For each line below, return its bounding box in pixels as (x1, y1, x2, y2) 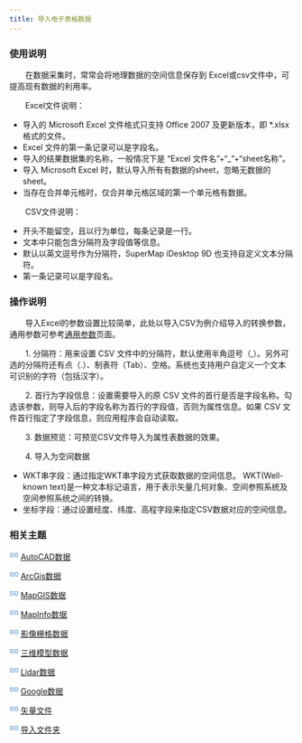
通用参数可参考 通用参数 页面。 (9, 329, 120, 340)
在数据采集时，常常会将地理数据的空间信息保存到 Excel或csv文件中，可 (24, 69, 290, 80)
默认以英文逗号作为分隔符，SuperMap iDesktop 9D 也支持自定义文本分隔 (22, 248, 294, 259)
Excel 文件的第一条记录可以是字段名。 (22, 141, 164, 153)
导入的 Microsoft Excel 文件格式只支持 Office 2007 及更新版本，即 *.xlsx (22, 118, 290, 130)
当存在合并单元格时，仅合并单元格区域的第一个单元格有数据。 (22, 186, 252, 198)
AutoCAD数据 (20, 551, 71, 562)
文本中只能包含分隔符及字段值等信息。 (22, 236, 165, 248)
